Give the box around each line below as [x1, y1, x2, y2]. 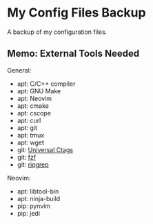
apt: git [17, 123, 38, 132]
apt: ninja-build [17, 194, 61, 203]
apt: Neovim [17, 94, 52, 102]
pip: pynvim [17, 202, 51, 210]
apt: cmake [17, 102, 50, 110]
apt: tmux [17, 131, 45, 139]
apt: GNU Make [17, 86, 61, 95]
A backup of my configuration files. [7, 28, 108, 36]
